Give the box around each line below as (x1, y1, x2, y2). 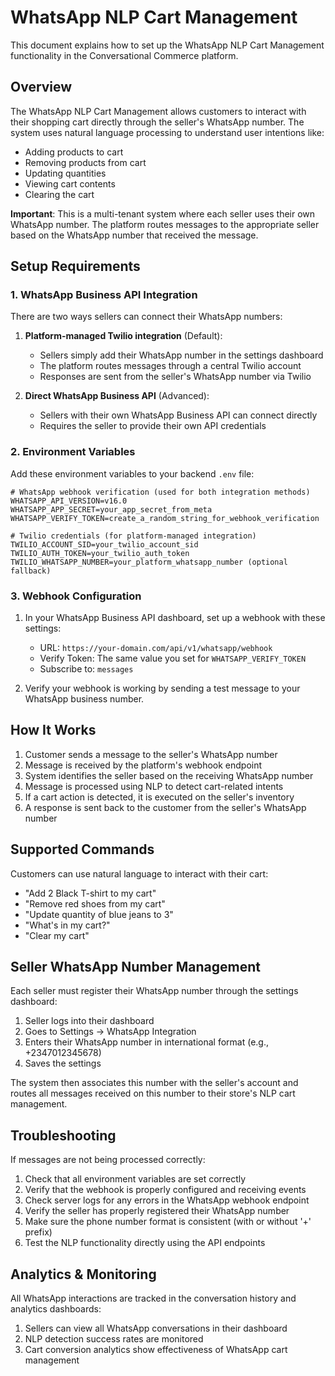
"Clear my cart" (24, 929, 90, 941)
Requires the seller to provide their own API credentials (39, 420, 267, 432)
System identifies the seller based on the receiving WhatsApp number (24, 769, 314, 781)
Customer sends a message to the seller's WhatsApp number (24, 748, 278, 760)
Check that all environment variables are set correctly (24, 1173, 247, 1185)
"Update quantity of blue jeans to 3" (24, 908, 174, 920)
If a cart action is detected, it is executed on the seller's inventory (24, 791, 295, 803)
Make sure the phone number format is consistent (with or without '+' (24, 1216, 312, 1228)
